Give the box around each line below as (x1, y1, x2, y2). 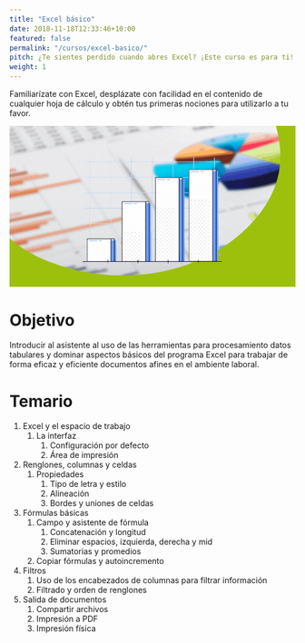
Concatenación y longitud (49, 527, 147, 538)
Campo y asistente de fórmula (35, 517, 150, 528)
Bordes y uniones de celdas (49, 498, 154, 509)
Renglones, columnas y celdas (22, 459, 138, 471)
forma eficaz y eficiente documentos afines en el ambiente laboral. (9, 359, 261, 370)
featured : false (9, 34, 71, 43)
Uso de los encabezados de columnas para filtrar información (35, 575, 268, 586)
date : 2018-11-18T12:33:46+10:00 (9, 24, 136, 34)
